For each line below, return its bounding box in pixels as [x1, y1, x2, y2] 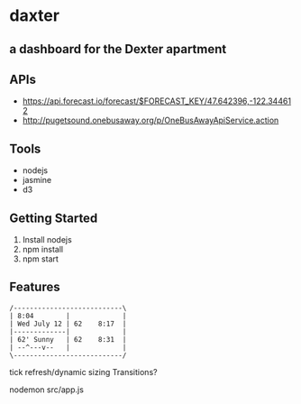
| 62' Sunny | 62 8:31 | [9, 335, 127, 344]
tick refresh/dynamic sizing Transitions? [9, 366, 158, 377]
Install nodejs [22, 234, 72, 245]
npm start [22, 253, 59, 264]
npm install [22, 244, 64, 255]
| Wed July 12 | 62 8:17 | [9, 319, 127, 328]
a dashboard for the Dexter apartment [9, 41, 227, 57]
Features [9, 280, 60, 295]
